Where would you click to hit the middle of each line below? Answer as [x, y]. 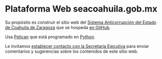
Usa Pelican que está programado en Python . [50, 37]
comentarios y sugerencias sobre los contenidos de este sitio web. [72, 51]
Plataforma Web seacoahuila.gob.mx [81, 9]
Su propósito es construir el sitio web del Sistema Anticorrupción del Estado [81, 22]
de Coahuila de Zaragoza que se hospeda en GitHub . [58, 27]
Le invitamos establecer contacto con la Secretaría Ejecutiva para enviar [77, 46]
